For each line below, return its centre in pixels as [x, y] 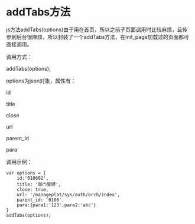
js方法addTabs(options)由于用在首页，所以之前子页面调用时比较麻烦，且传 [97, 29]
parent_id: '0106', [41, 200]
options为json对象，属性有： [41, 81]
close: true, [33, 189]
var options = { [26, 173]
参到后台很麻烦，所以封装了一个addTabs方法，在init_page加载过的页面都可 [97, 37]
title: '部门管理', [39, 184]
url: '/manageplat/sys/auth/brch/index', [68, 195]
